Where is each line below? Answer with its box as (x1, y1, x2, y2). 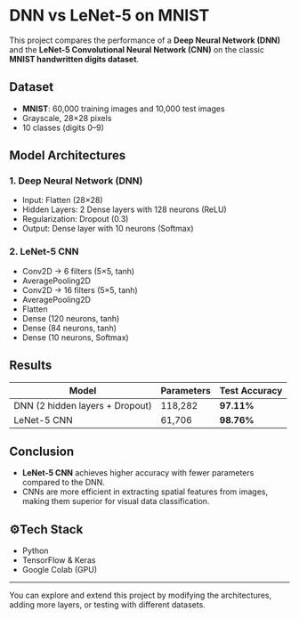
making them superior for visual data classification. (21, 496, 210, 507)
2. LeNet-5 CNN (9, 246, 79, 258)
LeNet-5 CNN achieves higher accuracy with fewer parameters (21, 468, 255, 478)
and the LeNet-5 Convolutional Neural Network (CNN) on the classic (9, 44, 265, 54)
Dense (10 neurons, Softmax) (21, 331, 129, 343)
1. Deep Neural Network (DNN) (9, 175, 143, 187)
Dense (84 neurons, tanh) (21, 322, 117, 333)
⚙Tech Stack (9, 522, 84, 537)
